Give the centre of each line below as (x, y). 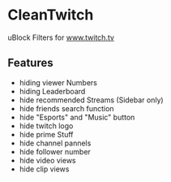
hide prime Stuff (46, 134)
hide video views (47, 160)
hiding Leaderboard (52, 91)
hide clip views (44, 169)
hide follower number (55, 151)
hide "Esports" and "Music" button (77, 117)
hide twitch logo (46, 126)
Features (30, 63)
